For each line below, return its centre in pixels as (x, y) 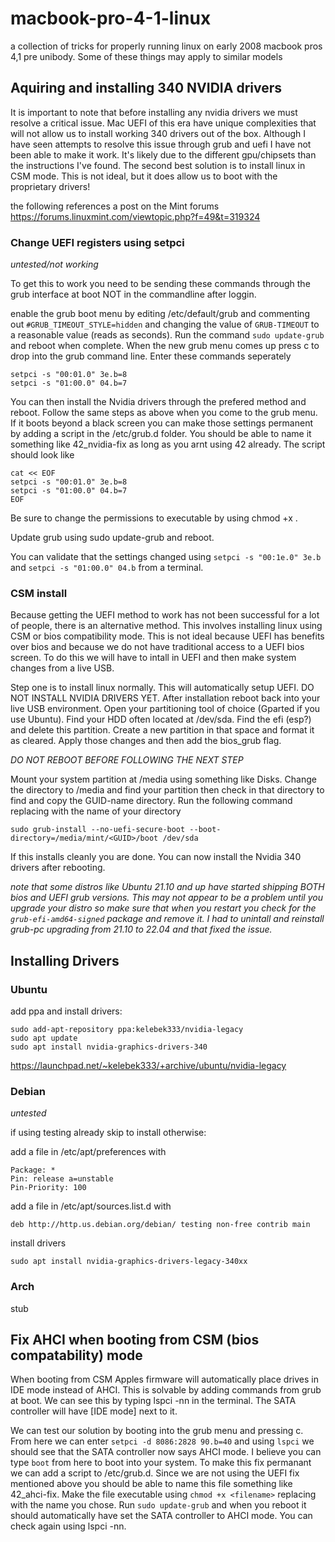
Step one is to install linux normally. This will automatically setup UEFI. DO (162, 688)
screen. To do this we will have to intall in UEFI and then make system (153, 658)
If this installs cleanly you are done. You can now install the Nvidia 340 (156, 857)
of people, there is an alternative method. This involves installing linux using (166, 626)
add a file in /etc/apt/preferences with (88, 1152)
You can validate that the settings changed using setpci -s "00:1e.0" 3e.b (166, 557)
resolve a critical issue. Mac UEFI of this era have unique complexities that (163, 123)
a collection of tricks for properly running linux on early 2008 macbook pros (166, 46)
